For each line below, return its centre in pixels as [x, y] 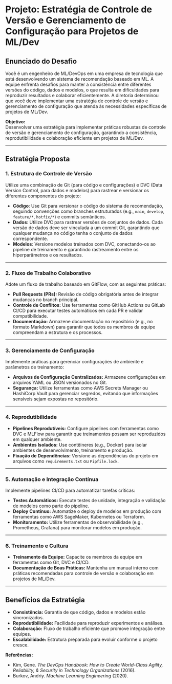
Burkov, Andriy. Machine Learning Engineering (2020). [70, 676]
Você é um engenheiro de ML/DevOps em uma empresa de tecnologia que [84, 73]
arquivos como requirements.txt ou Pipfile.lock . [66, 461]
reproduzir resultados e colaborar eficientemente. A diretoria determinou [82, 95]
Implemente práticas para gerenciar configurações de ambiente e [74, 362]
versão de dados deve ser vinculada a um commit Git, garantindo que [86, 228]
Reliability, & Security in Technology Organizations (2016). [74, 670]
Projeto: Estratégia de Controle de [79, 10]
